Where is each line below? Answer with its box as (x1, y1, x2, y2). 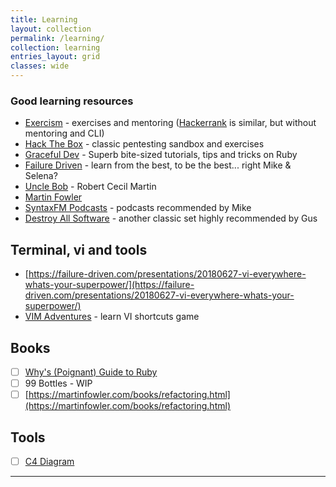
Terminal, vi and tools (10, 241, 148, 258)
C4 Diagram (24, 455, 75, 467)
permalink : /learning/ (10, 33, 105, 43)
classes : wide (10, 61, 70, 71)
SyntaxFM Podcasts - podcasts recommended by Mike (24, 202, 252, 214)
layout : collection (10, 24, 92, 34)
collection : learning (10, 42, 101, 53)
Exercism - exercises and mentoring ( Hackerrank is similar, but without (24, 117, 317, 129)
